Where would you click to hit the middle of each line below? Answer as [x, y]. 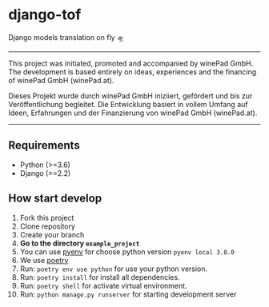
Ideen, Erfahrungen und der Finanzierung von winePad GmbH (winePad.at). [133, 113]
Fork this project [47, 217]
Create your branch [52, 234]
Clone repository [48, 226]
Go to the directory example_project [80, 243]
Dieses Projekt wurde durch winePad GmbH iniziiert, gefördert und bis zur [130, 96]
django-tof [45, 15]
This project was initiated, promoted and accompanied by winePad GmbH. [131, 63]
